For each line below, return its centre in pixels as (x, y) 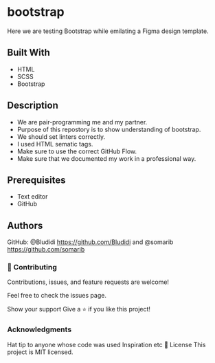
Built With (29, 53)
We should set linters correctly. (61, 136)
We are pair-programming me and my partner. (82, 122)
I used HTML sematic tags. (55, 144)
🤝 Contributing (32, 267)
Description (33, 106)
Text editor (32, 197)
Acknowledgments (39, 329)
